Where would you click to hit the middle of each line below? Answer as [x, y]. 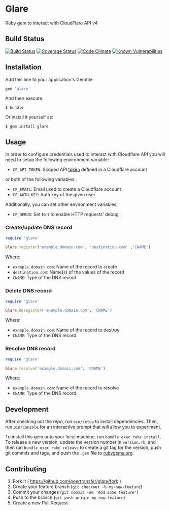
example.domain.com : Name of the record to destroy [66, 330]
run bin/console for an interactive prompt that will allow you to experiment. [83, 427]
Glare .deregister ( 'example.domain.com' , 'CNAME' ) [59, 311]
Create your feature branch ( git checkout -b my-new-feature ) [77, 487]
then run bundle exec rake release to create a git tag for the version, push [83, 447]
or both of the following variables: [41, 179]
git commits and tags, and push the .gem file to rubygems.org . [70, 453]
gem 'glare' [18, 89]
